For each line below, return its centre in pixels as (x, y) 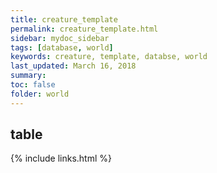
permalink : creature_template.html (84, 29)
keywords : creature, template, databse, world (109, 57)
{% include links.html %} (61, 158)
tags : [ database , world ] (62, 47)
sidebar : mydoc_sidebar (60, 38)
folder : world (40, 94)
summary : (28, 76)
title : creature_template (64, 19)
